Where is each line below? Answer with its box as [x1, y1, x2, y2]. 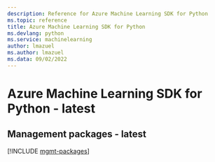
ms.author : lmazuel [7, 50, 64, 57]
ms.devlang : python [7, 29, 64, 37]
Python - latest [7, 101, 96, 116]
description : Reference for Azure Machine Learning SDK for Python [7, 10, 209, 17]
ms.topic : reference [7, 17, 68, 24]
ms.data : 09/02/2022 [7, 56, 68, 63]
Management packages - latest [7, 128, 147, 140]
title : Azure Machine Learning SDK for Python [7, 23, 146, 30]
